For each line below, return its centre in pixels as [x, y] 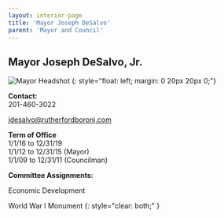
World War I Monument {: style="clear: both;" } [84, 206]
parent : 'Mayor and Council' [56, 30]
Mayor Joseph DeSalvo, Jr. [75, 62]
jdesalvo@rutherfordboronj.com [60, 120]
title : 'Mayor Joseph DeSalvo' [59, 23]
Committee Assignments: [51, 176]
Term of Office [32, 135]
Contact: [23, 96]
